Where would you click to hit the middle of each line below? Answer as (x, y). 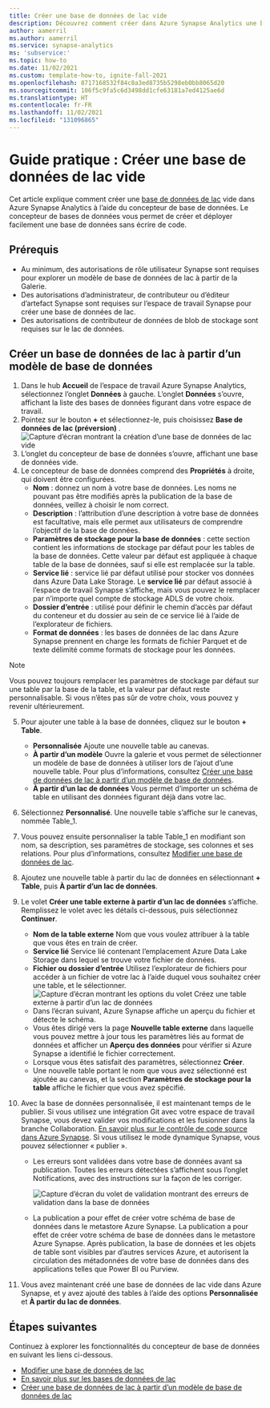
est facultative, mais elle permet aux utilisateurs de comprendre (138, 522)
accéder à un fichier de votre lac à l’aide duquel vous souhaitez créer (147, 977)
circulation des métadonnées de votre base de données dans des (141, 1260)
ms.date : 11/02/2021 (44, 68)
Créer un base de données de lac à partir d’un (125, 354)
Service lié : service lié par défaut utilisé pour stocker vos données (143, 573)
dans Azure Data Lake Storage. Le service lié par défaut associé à (142, 581)
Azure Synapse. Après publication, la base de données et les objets (144, 1244)
